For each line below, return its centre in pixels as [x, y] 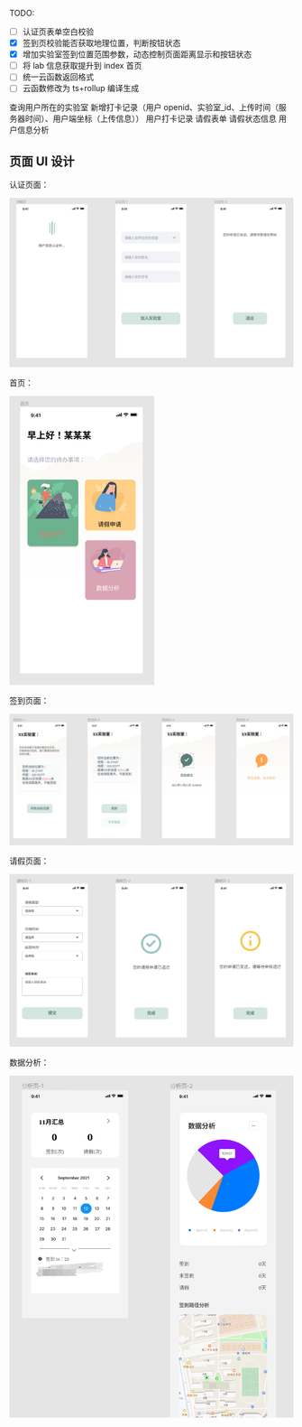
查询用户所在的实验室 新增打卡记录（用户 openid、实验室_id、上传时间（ [144, 107]
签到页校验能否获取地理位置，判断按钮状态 [101, 43]
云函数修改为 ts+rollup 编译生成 [81, 89]
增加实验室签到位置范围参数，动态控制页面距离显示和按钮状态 [137, 54]
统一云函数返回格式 [58, 77]
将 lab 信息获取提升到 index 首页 [82, 66]
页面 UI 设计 [42, 161]
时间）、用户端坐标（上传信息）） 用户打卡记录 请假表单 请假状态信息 [151, 119]
